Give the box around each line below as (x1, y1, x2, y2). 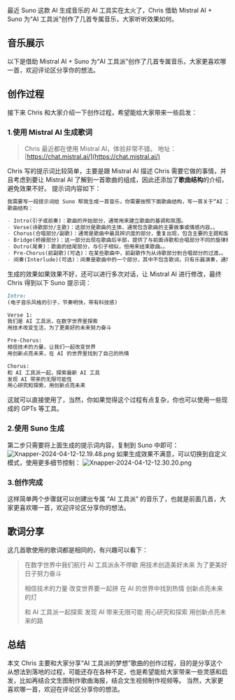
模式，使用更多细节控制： (7, 458, 81, 467)
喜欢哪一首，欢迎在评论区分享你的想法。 (7, 685, 124, 693)
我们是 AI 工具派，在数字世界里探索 (7, 318, 98, 325)
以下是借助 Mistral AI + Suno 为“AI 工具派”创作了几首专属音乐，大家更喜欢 (7, 57, 220, 65)
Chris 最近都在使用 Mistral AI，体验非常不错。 (24, 144, 157, 152)
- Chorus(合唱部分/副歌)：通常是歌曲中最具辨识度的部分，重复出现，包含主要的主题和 (7, 230, 224, 238)
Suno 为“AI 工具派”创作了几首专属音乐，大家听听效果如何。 (7, 15, 178, 23)
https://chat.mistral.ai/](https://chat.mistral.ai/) (27, 152, 161, 161)
